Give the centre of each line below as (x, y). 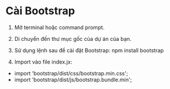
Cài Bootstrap (40, 11)
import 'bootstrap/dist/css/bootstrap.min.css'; (71, 73)
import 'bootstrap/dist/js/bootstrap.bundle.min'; (73, 80)
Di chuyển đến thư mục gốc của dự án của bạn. (73, 39)
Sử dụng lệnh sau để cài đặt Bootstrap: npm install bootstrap (89, 50)
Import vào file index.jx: (43, 62)
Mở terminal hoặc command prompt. (59, 27)
